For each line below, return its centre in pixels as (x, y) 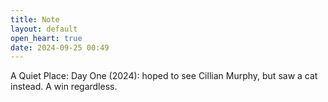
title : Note (35, 19)
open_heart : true (46, 38)
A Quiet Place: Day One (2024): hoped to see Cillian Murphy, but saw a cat (164, 76)
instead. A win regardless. (64, 87)
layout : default (44, 29)
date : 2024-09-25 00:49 (60, 47)
